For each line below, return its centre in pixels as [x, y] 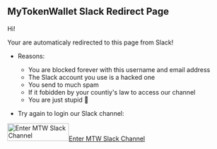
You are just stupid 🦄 [58, 100]
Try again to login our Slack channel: [71, 113]
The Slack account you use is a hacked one [92, 77]
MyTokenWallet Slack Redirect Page [88, 12]
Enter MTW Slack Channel [107, 138]
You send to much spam [63, 85]
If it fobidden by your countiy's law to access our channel [112, 92]
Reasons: [31, 56]
